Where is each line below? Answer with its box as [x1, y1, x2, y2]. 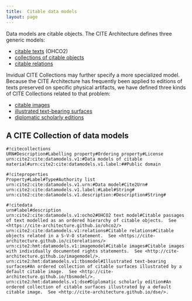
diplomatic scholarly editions [14, 113, 84, 120]
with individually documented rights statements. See [6, 248, 143, 254]
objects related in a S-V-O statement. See [6, 233, 116, 239]
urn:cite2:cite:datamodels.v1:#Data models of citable [6, 156, 143, 162]
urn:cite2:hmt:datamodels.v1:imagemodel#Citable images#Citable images [6, 243, 184, 249]
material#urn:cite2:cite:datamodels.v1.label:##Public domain [6, 161, 161, 167]
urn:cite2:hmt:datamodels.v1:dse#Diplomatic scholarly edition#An [6, 279, 172, 285]
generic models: [6, 36, 46, 43]
